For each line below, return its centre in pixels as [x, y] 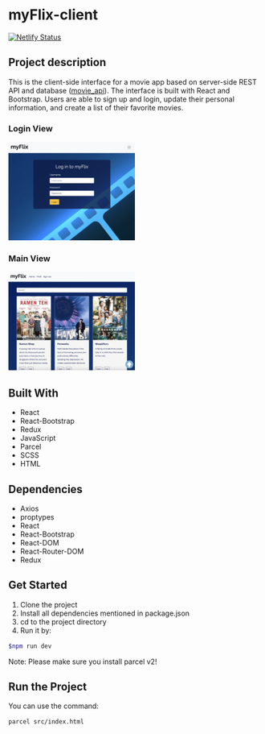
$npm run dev [30, 646]
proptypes [37, 516]
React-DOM [39, 542]
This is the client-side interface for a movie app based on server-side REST [132, 81]
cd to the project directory [63, 621]
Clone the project [49, 604]
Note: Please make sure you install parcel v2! [83, 661]
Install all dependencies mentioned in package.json [105, 613]
